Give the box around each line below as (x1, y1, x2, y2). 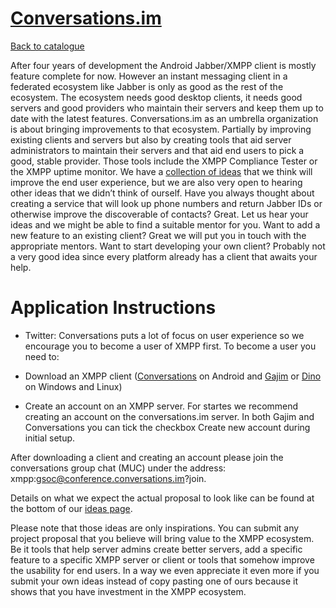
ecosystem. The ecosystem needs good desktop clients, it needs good (10, 91, 303, 103)
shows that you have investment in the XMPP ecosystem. (10, 585, 247, 597)
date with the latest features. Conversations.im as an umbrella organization (10, 112, 319, 124)
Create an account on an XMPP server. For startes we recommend (24, 400, 299, 412)
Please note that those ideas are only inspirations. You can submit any (10, 522, 300, 534)
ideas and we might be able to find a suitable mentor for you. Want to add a (10, 218, 321, 231)
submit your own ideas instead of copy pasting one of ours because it (10, 575, 299, 587)
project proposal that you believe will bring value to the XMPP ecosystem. (10, 532, 315, 544)
